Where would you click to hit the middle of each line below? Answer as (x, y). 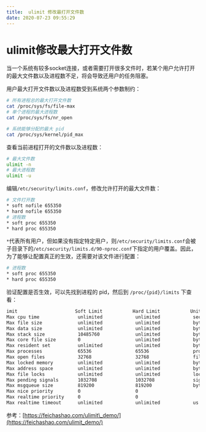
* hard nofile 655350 (34, 211)
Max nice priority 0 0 (72, 391)
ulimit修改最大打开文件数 (70, 50)
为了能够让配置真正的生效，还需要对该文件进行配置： (74, 256)
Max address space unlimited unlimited (83, 368)
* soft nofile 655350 (34, 206)
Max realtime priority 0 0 (72, 397)
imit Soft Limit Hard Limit (83, 312)
